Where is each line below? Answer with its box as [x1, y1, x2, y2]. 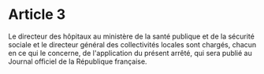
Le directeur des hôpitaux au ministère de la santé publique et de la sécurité [8, 31, 255, 41]
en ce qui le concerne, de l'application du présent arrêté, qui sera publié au [8, 48, 252, 57]
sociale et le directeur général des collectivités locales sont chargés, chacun [8, 39, 257, 49]
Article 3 [8, 6, 66, 24]
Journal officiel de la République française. [8, 57, 147, 66]
